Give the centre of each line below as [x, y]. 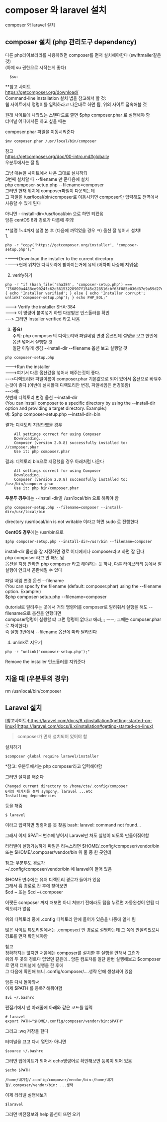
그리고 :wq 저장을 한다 [27, 1031]
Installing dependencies [31, 796]
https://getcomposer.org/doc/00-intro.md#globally [57, 156]
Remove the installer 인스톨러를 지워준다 [45, 662]
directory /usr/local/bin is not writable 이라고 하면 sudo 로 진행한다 [72, 522]
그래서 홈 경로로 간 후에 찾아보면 [37, 886]
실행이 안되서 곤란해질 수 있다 [34, 570]
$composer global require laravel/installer [52, 756]
